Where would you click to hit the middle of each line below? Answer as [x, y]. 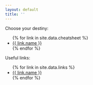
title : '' [15, 14]
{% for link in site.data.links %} [44, 67]
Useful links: [18, 57]
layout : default [22, 10]
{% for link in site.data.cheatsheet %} [50, 38]
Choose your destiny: [27, 28]
